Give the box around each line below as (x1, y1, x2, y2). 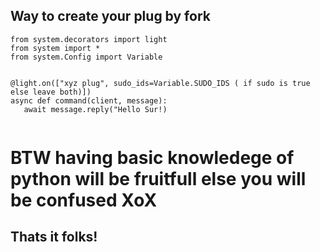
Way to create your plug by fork (10, 8, 211, 25)
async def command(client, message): (10, 95, 168, 106)
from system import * (10, 43, 101, 53)
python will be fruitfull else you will (10, 168, 307, 190)
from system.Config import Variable (10, 52, 163, 62)
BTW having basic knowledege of (10, 147, 295, 169)
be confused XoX (10, 189, 158, 211)
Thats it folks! (10, 229, 98, 246)
